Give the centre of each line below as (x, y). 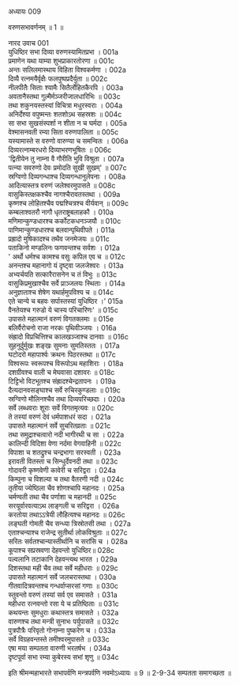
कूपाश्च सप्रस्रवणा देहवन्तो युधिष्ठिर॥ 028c (62, 550)
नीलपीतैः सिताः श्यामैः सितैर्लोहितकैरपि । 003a (66, 87)
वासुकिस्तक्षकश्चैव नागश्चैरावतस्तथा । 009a (64, 194)
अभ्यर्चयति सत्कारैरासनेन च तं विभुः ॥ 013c (63, 274)
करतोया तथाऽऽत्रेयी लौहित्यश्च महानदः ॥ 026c (67, 515)
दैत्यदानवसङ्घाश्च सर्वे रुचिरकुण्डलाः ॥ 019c (64, 390)
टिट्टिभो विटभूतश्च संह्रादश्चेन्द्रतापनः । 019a (62, 381)
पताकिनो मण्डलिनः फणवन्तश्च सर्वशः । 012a (64, 248)
